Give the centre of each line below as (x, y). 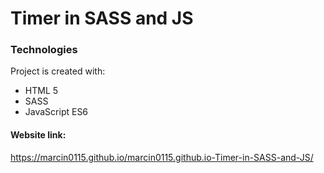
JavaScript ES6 (56, 112)
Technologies (44, 50)
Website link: (38, 135)
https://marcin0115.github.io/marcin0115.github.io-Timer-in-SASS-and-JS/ (162, 157)
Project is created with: (58, 71)
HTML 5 (41, 91)
